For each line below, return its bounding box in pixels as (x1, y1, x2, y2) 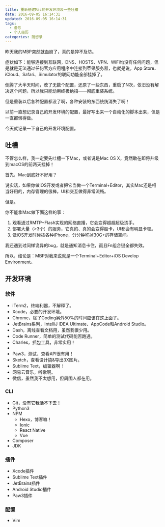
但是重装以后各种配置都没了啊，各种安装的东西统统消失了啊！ (5, 98, 130, 104)
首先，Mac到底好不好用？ (5, 171, 57, 177)
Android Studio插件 (12, 486, 52, 492)
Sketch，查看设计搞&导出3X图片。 (12, 357, 82, 363)
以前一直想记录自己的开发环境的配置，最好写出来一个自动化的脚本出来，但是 (5, 109, 160, 114)
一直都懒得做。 (5, 115, 35, 121)
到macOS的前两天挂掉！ (5, 161, 55, 167)
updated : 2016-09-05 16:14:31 (5, 16, 67, 21)
